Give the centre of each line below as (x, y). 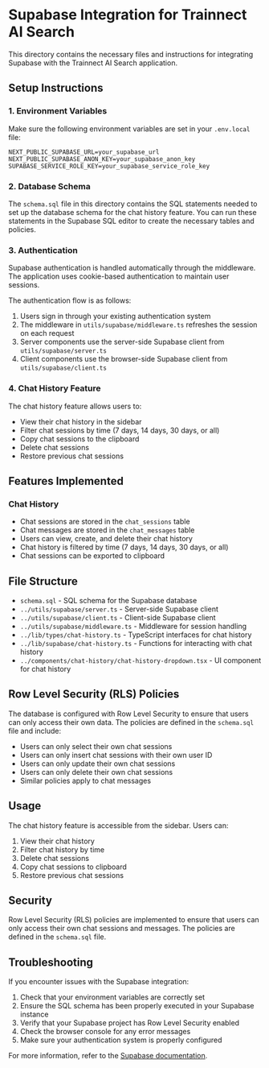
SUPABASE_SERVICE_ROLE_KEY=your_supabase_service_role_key (109, 166)
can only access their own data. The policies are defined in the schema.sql (131, 722)
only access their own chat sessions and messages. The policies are (122, 929)
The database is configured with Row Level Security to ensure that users (128, 714)
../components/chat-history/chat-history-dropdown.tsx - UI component (141, 660)
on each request (47, 333)
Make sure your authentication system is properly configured (121, 1040)
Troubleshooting (51, 962)
